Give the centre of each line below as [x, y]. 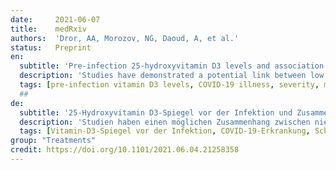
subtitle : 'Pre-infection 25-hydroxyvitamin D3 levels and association [172, 66]
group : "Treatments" [53, 141]
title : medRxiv [48, 29]
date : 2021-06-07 [55, 19]
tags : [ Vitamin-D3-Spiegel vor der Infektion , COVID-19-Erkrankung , [165, 131]
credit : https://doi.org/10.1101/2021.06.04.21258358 [125, 150]
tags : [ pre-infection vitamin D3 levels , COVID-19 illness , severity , [169, 85]
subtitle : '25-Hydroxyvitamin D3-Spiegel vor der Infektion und [156, 112]
